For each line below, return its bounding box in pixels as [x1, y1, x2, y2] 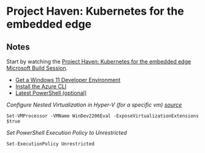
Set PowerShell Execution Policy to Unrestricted [6, 129, 127, 136]
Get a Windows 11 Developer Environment [15, 76, 121, 83]
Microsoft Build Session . [6, 64, 68, 72]
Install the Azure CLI [15, 83, 67, 90]
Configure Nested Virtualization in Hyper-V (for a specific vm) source [6, 101, 182, 108]
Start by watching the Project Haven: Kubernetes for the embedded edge [6, 58, 191, 65]
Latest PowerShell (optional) [15, 89, 87, 96]
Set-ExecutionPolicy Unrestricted [6, 141, 95, 147]
